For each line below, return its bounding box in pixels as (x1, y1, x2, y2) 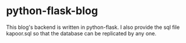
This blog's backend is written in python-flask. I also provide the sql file (6, 24, 180, 31)
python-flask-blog (6, 4, 99, 18)
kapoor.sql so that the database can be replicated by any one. (6, 29, 156, 37)
